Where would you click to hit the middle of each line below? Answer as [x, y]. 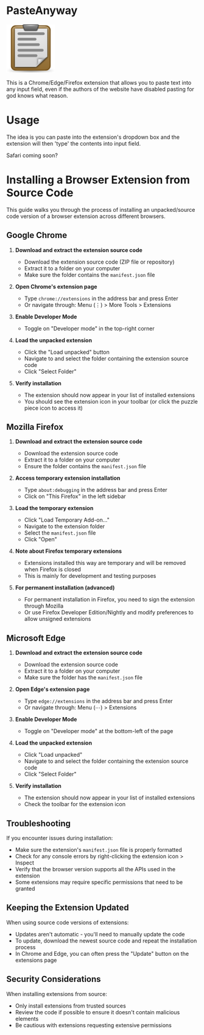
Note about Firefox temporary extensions [69, 551]
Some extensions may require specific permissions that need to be [99, 882]
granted [25, 889]
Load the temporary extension [54, 508]
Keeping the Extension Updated [68, 908]
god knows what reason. [37, 96]
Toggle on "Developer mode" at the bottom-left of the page [99, 731]
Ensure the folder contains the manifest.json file [85, 466]
